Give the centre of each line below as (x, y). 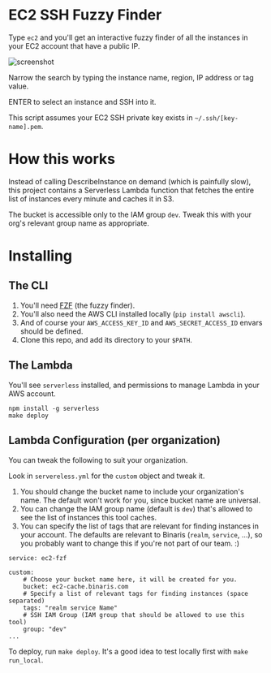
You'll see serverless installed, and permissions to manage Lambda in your (134, 385)
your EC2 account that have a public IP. (74, 45)
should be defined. (52, 331)
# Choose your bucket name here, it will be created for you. (130, 579)
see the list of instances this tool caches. (88, 517)
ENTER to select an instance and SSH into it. (82, 101)
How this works (62, 159)
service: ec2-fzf (38, 558)
